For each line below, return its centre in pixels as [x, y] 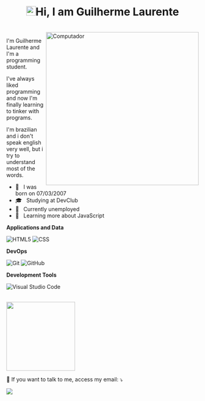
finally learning [25, 104]
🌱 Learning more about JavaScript [60, 215]
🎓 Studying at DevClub [46, 200]
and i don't [20, 136]
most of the [21, 168]
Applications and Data [35, 227]
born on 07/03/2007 [41, 193]
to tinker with [23, 111]
